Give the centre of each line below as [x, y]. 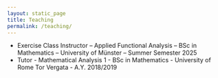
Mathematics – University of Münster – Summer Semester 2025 [107, 53]
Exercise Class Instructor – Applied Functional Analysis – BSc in [107, 46]
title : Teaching [30, 20]
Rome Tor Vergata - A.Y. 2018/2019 [67, 67]
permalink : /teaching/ [40, 26]
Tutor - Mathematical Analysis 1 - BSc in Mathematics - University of [114, 60]
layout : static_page [37, 13]
